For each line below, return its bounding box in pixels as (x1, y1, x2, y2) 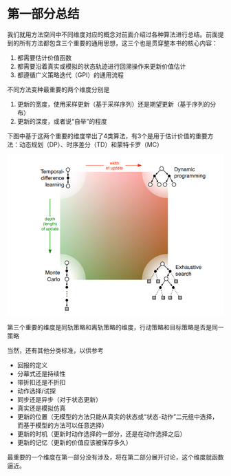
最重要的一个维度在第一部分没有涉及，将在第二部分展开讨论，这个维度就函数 (7, 453, 224, 461)
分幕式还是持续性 (16, 369, 66, 378)
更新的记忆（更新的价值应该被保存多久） (16, 438, 132, 446)
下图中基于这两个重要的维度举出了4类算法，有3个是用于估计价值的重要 (7, 131, 208, 140)
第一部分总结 (7, 6, 80, 22)
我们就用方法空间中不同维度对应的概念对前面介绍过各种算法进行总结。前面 (7, 30, 218, 39)
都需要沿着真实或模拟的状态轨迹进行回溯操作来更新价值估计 (16, 62, 186, 70)
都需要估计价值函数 (16, 53, 72, 62)
